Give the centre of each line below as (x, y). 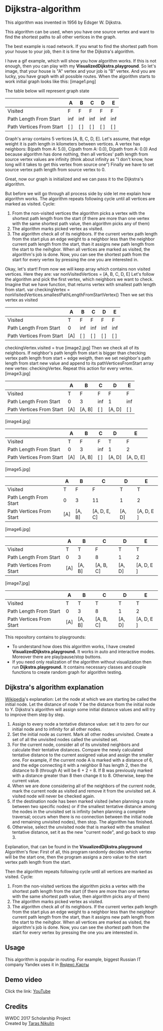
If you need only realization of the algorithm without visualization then (82, 662)
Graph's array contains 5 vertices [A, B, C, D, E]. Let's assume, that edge (78, 139)
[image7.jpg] (17, 583)
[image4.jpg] (18, 421)
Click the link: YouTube (28, 991)
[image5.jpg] (18, 469)
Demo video (24, 979)
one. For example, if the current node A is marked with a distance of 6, (82, 760)
